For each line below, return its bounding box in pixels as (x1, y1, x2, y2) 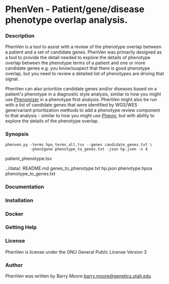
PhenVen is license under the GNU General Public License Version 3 (5, 249, 147, 255)
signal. (5, 76, 19, 82)
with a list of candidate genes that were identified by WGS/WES (5, 102, 138, 108)
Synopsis (5, 130, 29, 137)
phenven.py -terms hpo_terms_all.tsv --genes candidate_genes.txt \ (5, 142, 152, 147)
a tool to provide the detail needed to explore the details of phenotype (5, 55, 151, 61)
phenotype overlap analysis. (5, 14, 128, 26)
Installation (5, 197, 34, 204)
